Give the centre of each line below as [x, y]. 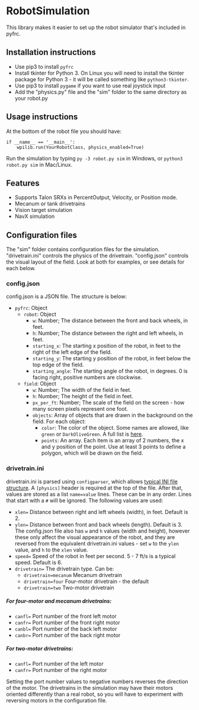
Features [23, 183]
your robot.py [31, 98]
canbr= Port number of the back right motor [68, 635]
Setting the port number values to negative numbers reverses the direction [97, 682]
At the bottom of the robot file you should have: [64, 131]
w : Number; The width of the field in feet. [82, 390]
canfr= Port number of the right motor [61, 670]
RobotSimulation [48, 11]
